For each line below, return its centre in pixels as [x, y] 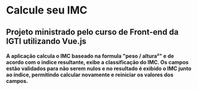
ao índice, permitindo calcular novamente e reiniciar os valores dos [90, 75]
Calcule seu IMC [47, 10]
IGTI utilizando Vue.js [46, 41]
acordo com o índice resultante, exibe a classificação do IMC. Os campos [98, 62]
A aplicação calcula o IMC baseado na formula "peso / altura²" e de [90, 56]
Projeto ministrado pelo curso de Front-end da [92, 32]
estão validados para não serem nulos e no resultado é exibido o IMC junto [99, 69]
